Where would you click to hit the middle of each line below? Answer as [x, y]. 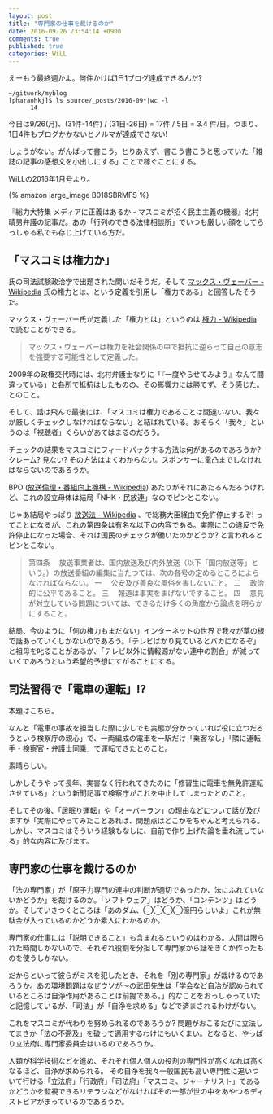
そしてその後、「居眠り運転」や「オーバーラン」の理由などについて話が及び [134, 810]
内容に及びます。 [65, 840]
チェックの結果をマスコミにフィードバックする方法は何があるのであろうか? [135, 450]
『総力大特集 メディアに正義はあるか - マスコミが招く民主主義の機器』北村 [134, 212]
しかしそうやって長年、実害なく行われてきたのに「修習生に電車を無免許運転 [136, 783]
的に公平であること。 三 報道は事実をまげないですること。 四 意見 [146, 593]
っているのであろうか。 [90, 1102]
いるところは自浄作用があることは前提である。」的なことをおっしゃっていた [135, 996]
